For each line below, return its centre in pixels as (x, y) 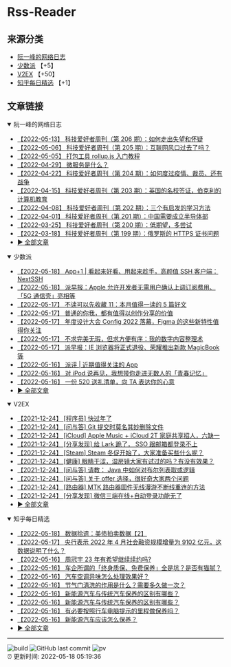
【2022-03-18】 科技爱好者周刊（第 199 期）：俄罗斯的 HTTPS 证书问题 (118, 233)
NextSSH (30, 278)
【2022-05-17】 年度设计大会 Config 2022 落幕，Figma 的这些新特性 (115, 321)
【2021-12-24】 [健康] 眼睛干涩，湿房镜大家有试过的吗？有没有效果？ (115, 461)
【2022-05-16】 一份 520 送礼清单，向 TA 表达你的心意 (96, 382)
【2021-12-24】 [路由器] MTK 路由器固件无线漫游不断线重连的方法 (111, 487)
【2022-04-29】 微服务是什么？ (63, 164)
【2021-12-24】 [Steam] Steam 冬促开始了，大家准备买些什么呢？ (110, 452)
